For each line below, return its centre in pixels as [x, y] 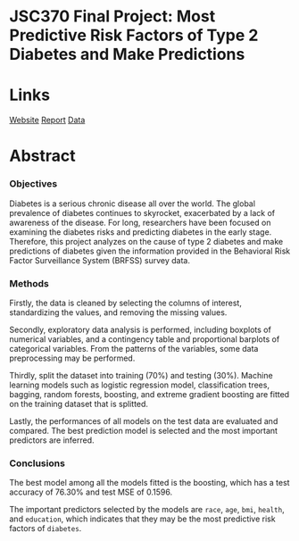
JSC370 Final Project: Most [112, 17]
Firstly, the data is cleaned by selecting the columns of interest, [126, 303]
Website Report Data [47, 120]
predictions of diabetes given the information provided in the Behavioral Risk [150, 251]
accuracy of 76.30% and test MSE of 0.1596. [91, 492]
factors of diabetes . [46, 529]
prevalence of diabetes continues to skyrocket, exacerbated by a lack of [142, 212]
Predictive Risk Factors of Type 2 [134, 35]
